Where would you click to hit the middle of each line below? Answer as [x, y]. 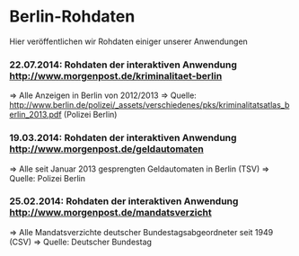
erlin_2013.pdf [35, 115]
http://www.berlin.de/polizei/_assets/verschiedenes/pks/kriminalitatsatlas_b [149, 105]
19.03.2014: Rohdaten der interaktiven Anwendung [123, 138]
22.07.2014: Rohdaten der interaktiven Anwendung [123, 65]
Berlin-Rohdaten [72, 17]
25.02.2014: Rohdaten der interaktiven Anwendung [124, 201]
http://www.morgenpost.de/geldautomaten [106, 149]
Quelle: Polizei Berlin [47, 178]
